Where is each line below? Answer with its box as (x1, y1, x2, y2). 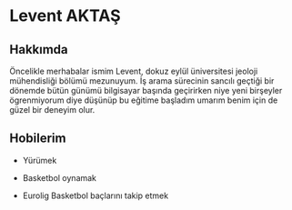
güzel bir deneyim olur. (9, 105, 96, 115)
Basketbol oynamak (22, 172, 97, 183)
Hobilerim (9, 131, 66, 146)
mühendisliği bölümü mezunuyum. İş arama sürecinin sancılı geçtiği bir (9, 75, 275, 86)
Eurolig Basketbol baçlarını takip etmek (22, 190, 169, 201)
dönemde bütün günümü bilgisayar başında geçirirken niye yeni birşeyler (9, 85, 283, 95)
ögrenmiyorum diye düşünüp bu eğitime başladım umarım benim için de (9, 95, 278, 105)
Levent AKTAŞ (9, 5, 121, 26)
